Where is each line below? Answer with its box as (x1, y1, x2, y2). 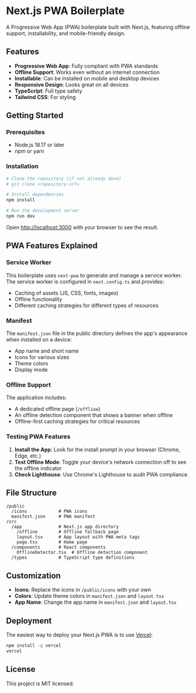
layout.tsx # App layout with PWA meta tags (16, 534, 140, 540)
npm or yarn (14, 148, 44, 155)
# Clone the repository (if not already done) (6, 175, 122, 181)
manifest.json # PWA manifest (11, 513, 95, 520)
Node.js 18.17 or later (14, 141, 65, 148)
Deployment (6, 616, 52, 626)
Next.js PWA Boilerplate (6, 4, 125, 18)
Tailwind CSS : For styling (14, 93, 76, 100)
